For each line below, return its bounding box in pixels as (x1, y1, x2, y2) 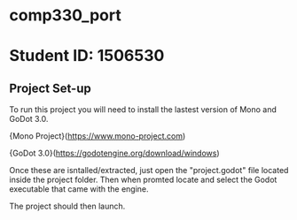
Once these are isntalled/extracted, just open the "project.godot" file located (9, 165, 289, 176)
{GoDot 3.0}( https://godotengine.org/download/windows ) (9, 148, 220, 159)
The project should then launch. (9, 201, 126, 212)
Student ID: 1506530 (9, 46, 165, 66)
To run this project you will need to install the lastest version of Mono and (9, 104, 277, 115)
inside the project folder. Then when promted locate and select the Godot (9, 174, 277, 186)
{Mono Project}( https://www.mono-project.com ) (9, 131, 186, 141)
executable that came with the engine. (9, 184, 149, 194)
